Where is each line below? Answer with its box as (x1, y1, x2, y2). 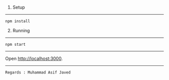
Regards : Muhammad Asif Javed (5, 70, 71, 75)
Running (12, 28, 30, 33)
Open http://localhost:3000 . (5, 55, 63, 61)
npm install (5, 19, 30, 24)
